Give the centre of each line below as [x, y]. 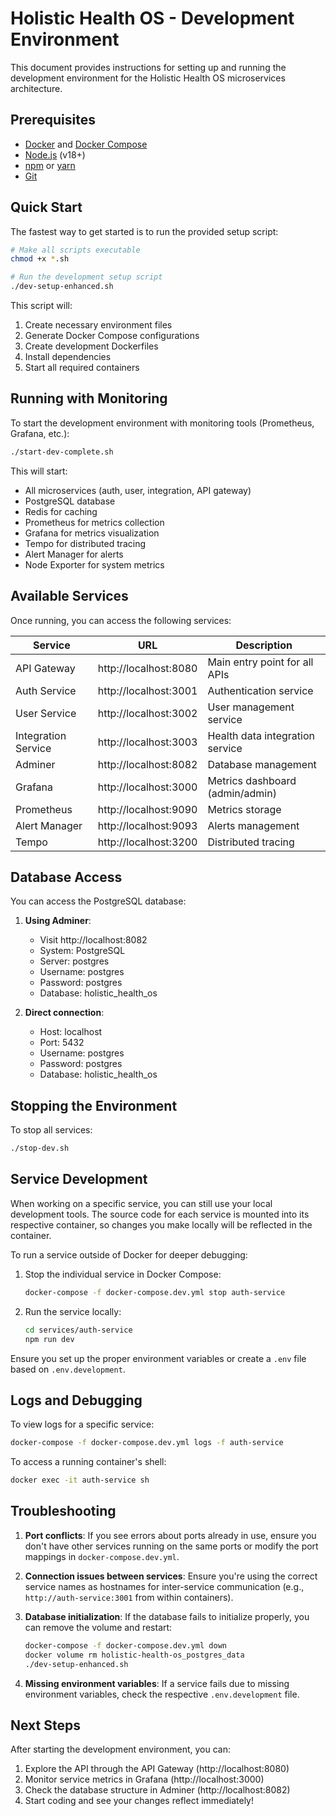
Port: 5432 [62, 1043]
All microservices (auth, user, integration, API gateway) [138, 490]
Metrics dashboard [252, 780]
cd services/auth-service [78, 1330]
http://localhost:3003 [147, 742]
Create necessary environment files [98, 325]
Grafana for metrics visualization [92, 533]
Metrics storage [244, 809]
